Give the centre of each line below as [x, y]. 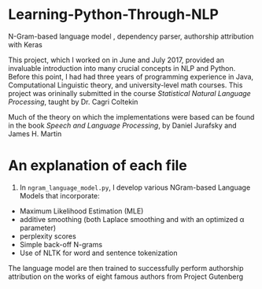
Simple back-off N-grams [61, 244]
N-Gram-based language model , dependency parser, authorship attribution [131, 36]
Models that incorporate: [59, 195]
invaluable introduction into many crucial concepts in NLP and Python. [122, 68]
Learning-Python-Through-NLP [113, 15]
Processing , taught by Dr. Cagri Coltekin [73, 102]
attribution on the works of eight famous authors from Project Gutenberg [126, 276]
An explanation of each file [98, 166]
